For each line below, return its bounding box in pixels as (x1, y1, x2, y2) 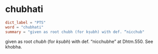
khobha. (5, 43, 23, 49)
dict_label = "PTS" (5, 20, 46, 25)
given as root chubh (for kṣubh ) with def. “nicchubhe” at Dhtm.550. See (5, 38, 153, 44)
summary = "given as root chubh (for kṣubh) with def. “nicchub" (5, 29, 144, 34)
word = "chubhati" (5, 24, 44, 29)
